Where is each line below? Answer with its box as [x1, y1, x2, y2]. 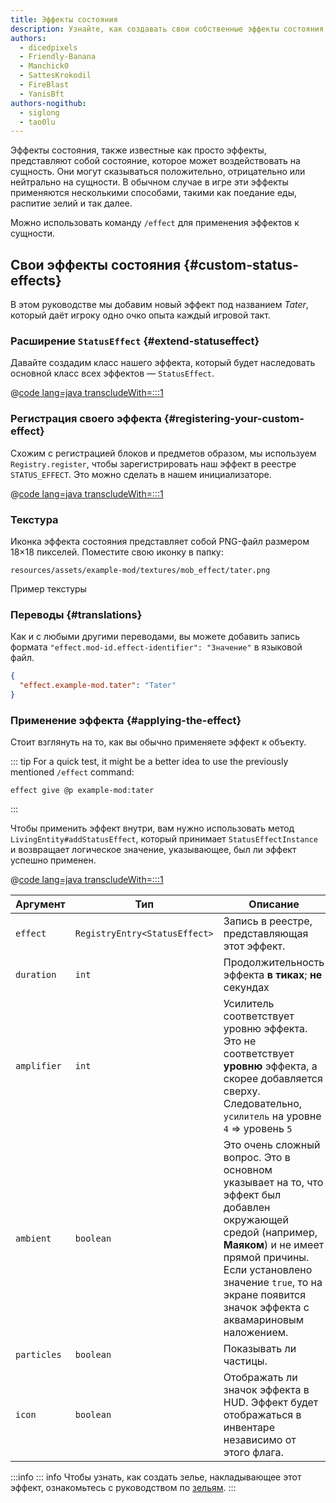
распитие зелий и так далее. [10, 197, 133, 210]
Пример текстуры [10, 582, 87, 595]
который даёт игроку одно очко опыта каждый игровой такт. [10, 309, 271, 321]
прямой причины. [223, 1251, 310, 1265]
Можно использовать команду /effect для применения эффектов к [10, 217, 300, 229]
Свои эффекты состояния [10, 256, 182, 273]
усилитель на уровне [223, 1109, 322, 1123]
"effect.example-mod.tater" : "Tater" [19, 681, 177, 691]
